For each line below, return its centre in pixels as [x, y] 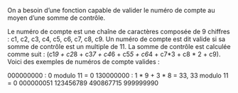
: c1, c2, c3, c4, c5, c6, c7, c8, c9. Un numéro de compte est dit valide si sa [117, 39]
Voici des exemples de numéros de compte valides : [83, 62]
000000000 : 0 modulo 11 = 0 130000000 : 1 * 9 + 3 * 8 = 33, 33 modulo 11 [118, 75]
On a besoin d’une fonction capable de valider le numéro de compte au [111, 10]
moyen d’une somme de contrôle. [56, 18]
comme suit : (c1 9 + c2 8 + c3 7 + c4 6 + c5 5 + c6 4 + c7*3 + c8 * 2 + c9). [114, 54]
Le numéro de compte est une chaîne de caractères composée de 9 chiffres [119, 32]
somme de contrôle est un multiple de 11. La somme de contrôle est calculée [119, 46]
